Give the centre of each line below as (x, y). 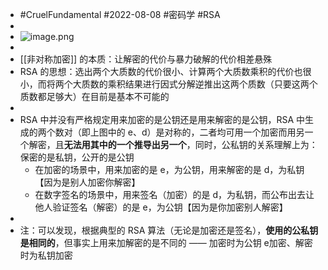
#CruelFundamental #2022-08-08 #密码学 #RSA (120, 14)
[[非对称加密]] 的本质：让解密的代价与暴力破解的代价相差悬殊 (146, 59)
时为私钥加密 (46, 255)
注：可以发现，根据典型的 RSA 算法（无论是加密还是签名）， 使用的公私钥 (169, 230)
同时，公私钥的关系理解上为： (256, 144)
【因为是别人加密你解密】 (87, 182)
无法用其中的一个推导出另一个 (125, 144)
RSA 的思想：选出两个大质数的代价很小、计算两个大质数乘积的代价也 (161, 71)
